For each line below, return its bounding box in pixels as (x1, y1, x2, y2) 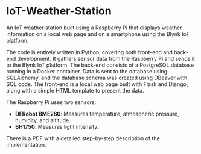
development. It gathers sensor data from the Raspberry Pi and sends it (17, 55, 195, 62)
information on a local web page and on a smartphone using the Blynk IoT (6, 30, 190, 37)
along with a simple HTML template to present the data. (6, 87, 144, 94)
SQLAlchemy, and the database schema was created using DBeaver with (6, 74, 188, 81)
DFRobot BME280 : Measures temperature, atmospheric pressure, (14, 110, 179, 117)
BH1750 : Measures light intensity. (14, 123, 99, 130)
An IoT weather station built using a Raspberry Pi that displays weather (6, 24, 182, 31)
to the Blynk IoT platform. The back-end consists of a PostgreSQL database (6, 61, 194, 69)
